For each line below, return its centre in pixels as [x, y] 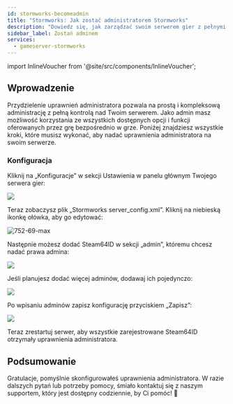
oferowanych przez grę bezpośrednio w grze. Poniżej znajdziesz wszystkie [115, 127]
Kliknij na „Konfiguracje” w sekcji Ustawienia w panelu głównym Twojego [112, 176]
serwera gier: [26, 183]
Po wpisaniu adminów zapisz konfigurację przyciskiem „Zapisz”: [99, 305]
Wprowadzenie [41, 88]
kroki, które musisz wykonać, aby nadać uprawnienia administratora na [109, 134]
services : [22, 40]
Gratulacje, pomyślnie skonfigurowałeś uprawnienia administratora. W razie [116, 378]
